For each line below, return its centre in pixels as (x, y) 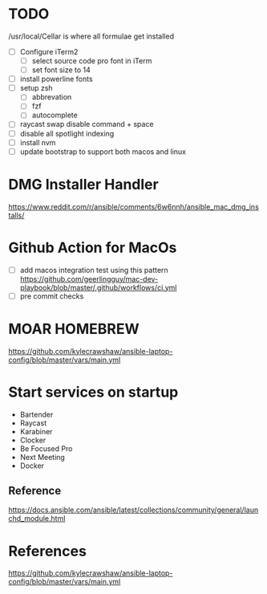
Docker (32, 466)
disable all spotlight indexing (67, 133)
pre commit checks (52, 296)
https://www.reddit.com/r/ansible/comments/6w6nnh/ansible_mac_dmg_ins (133, 206)
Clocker (33, 440)
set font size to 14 (61, 70)
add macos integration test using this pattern (94, 270)
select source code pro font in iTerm (92, 61)
